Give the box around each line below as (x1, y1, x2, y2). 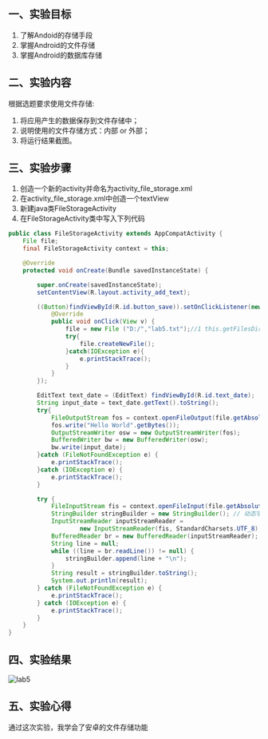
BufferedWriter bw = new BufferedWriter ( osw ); (50, 436, 209, 444)
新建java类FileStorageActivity (19, 204, 117, 213)
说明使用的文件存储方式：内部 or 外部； (19, 125, 150, 135)
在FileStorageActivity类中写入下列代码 (19, 214, 145, 224)
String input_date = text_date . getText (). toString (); (37, 399, 219, 407)
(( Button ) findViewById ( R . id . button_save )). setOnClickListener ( (37, 303, 251, 311)
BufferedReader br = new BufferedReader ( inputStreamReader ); (50, 532, 259, 540)
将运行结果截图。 (19, 135, 77, 145)
